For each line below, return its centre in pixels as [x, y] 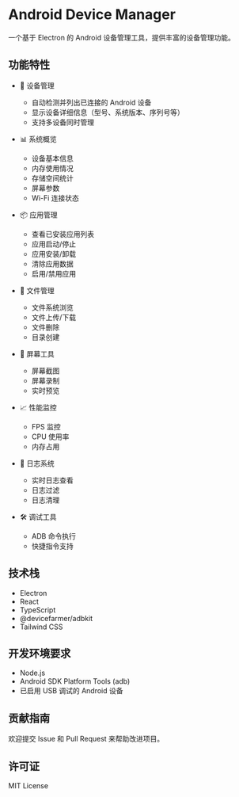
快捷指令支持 [52, 546]
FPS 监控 [46, 426]
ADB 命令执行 [54, 536]
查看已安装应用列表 [63, 234]
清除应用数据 [52, 264]
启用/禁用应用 [54, 273]
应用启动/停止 [54, 244]
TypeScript [38, 610]
